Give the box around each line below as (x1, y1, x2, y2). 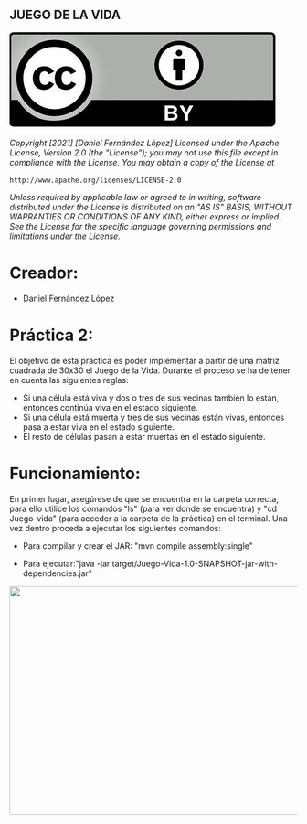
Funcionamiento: (9, 463, 142, 484)
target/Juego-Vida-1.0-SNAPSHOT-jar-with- (111, 558, 279, 569)
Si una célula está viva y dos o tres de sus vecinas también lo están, (22, 392, 280, 403)
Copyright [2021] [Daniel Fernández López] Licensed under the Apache (9, 137, 280, 148)
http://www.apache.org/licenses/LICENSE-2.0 (9, 176, 182, 185)
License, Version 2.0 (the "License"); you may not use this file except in (9, 146, 279, 158)
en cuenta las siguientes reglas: (9, 374, 129, 385)
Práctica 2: (9, 325, 94, 346)
